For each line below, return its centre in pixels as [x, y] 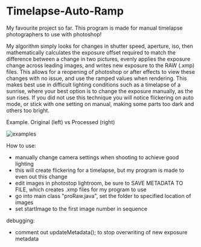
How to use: [21, 145]
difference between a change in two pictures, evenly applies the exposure [98, 59]
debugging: [21, 220]
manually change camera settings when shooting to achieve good [97, 157]
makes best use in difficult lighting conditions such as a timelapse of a [94, 84]
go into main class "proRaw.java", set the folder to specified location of [103, 196]
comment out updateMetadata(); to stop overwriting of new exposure [101, 232]
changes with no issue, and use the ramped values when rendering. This [97, 78]
